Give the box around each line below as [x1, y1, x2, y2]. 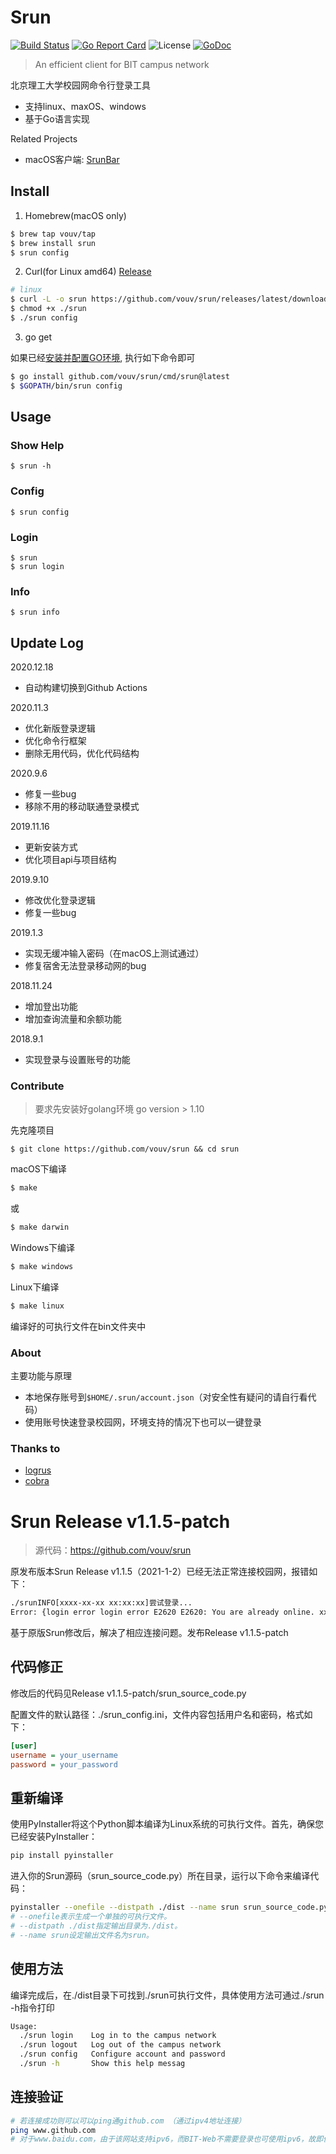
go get [24, 331, 53, 343]
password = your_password [10, 1759, 118, 1770]
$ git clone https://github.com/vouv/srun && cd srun [10, 1144, 240, 1155]
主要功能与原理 [10, 1370, 72, 1382]
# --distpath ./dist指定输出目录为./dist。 [10, 1921, 183, 1931]
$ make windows [10, 1262, 74, 1272]
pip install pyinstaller [10, 1851, 114, 1861]
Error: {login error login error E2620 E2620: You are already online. [10, 1607, 315, 1618]
